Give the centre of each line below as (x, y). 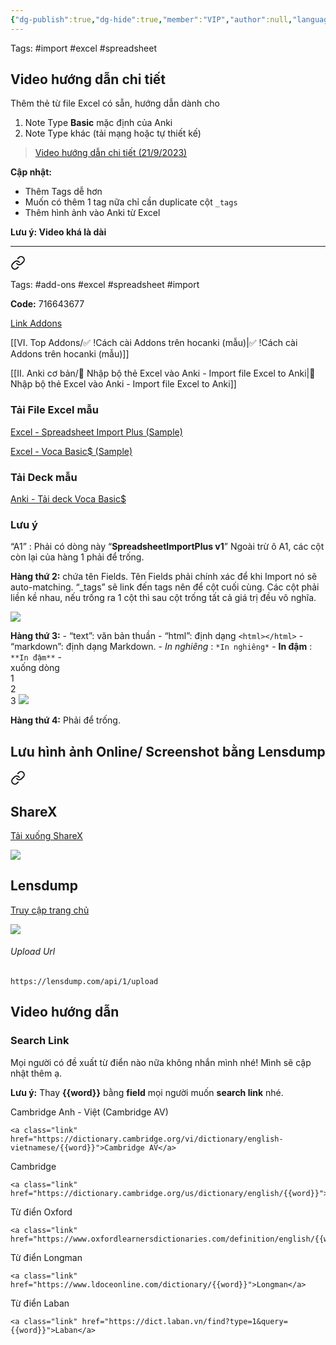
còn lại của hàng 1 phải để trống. (77, 557)
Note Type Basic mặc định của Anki (98, 123)
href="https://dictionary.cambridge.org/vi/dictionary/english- (147, 1139)
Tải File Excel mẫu (55, 410)
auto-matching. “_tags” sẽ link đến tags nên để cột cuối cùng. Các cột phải (165, 587)
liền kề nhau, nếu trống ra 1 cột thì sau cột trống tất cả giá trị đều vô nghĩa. (163, 598)
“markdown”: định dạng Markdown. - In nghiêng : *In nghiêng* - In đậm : (161, 647)
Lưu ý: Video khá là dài (58, 232)
